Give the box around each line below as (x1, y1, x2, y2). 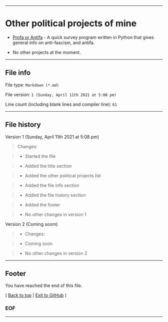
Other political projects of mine (5, 18, 136, 29)
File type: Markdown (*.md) (5, 82, 59, 88)
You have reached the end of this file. (5, 282, 82, 288)
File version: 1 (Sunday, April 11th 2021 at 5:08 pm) (5, 91, 116, 98)
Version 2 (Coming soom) (5, 221, 58, 227)
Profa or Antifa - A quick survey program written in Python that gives (12, 34, 154, 40)
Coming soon (24, 240, 53, 246)
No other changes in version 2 (24, 250, 87, 256)
